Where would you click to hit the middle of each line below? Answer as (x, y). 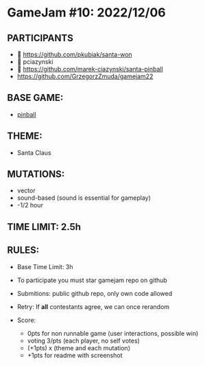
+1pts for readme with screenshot (75, 355)
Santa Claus (34, 152)
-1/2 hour (30, 205)
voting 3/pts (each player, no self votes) (84, 341)
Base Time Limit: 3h (45, 266)
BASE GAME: (35, 98)
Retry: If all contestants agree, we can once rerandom (93, 306)
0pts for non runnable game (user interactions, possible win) (113, 333)
